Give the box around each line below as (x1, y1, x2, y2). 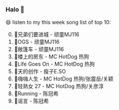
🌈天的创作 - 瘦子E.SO (14, 68, 66, 75)
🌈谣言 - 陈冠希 (14, 98, 49, 105)
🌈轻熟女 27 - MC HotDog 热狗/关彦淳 (14, 83, 104, 90)
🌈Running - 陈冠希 (14, 90, 59, 97)
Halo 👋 (5, 5, 25, 14)
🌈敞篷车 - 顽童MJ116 (14, 46, 64, 53)
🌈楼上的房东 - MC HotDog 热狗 (14, 53, 90, 60)
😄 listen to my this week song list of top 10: (5, 19, 111, 26)
